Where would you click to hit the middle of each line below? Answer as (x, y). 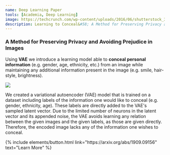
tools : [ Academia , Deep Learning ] (42, 15)
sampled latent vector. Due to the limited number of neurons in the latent (81, 111)
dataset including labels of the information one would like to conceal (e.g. (82, 100)
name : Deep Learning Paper (34, 10)
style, (11, 75)
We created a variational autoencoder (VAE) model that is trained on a (78, 95)
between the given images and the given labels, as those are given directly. (84, 122)
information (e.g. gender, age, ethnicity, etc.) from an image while (74, 64)
